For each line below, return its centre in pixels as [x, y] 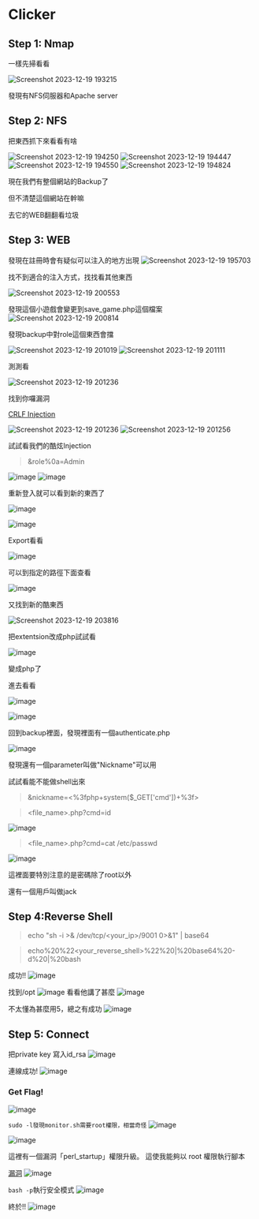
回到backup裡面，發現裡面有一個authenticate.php [89, 732]
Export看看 [26, 540]
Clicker [32, 15]
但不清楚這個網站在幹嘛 [46, 198]
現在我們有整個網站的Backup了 [58, 181]
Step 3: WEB [39, 240]
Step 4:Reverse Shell [61, 917]
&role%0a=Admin [56, 461]
